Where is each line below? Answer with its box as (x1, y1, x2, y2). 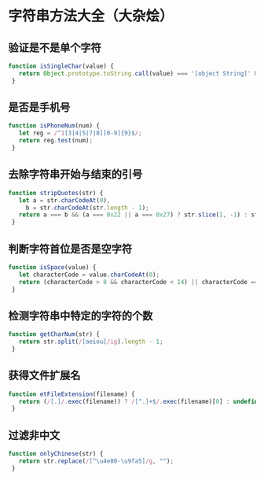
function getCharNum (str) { (8, 330, 101, 338)
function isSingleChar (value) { (8, 62, 114, 70)
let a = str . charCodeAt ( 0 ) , (18, 196, 111, 205)
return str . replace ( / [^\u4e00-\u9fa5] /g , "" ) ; (18, 457, 174, 465)
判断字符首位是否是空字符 (8, 242, 132, 256)
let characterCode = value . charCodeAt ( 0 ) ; (18, 271, 159, 279)
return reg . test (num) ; (18, 137, 93, 145)
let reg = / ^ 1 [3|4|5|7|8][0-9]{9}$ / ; (18, 129, 143, 138)
